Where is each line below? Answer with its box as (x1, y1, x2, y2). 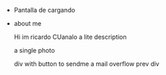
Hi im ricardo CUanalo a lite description (13, 33, 127, 41)
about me (13, 19, 42, 27)
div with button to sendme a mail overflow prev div (13, 60, 160, 68)
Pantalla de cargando (13, 6, 75, 14)
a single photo (13, 47, 55, 54)
